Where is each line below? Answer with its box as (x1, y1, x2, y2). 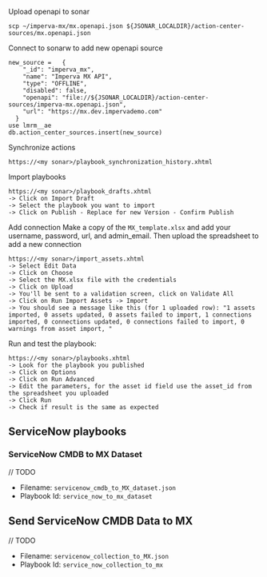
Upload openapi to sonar (8, 7, 90, 16)
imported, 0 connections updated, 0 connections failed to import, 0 (8, 318, 245, 326)
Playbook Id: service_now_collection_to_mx (19, 559, 164, 569)
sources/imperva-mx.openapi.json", (8, 101, 127, 109)
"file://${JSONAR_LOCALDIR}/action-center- (62, 94, 209, 101)
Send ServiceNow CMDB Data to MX (8, 515, 193, 528)
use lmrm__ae (8, 121, 52, 129)
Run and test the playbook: (8, 339, 98, 348)
